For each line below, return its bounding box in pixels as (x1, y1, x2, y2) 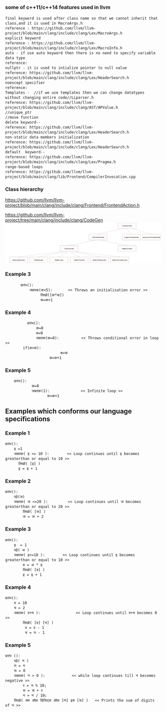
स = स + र (23, 688, 43, 693)
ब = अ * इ (23, 562, 43, 567)
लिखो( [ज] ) (23, 509, 46, 514)
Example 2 (5, 477, 31, 484)
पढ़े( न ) (14, 659, 29, 663)
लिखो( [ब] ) (23, 567, 45, 572)
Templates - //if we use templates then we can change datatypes (5, 90, 145, 95)
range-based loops (5, 164, 43, 169)
